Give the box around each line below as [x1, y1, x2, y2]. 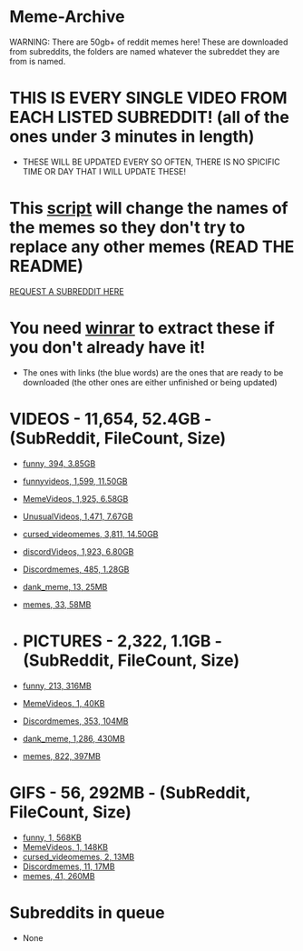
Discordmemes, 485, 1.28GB [22, 564, 130, 575]
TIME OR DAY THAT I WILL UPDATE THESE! [22, 165, 186, 176]
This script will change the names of [9, 198, 288, 219]
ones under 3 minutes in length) [9, 126, 255, 147]
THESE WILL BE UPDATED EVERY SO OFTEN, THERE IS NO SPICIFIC [22, 156, 280, 167]
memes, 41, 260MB [22, 870, 95, 881]
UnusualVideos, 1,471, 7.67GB [22, 511, 133, 522]
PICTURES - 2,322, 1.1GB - [22, 630, 222, 651]
